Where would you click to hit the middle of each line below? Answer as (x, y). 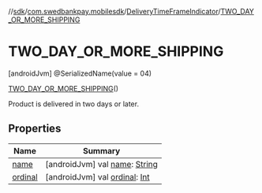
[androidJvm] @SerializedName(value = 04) (80, 73)
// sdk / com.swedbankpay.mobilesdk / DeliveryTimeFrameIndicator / (114, 11)
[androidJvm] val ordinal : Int (97, 176)
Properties (35, 129)
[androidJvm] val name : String (101, 164)
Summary (101, 150)
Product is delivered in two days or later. (74, 104)
